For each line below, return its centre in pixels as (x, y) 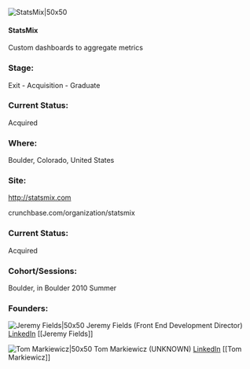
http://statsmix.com (40, 197)
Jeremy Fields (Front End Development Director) (164, 326)
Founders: (28, 308)
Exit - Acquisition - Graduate (54, 85)
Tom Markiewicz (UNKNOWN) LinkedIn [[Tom (168, 349)
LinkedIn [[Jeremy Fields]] (51, 334)
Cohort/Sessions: (42, 271)
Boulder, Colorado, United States (61, 161)
